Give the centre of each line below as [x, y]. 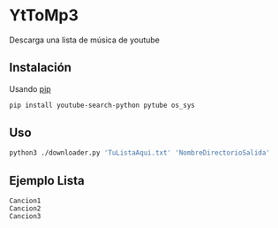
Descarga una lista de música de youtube [85, 40]
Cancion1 [25, 201]
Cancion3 [25, 217]
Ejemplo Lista [47, 181]
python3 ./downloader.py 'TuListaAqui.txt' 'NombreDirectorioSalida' [140, 153]
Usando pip [30, 88]
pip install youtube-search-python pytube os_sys [102, 105]
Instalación [41, 68]
